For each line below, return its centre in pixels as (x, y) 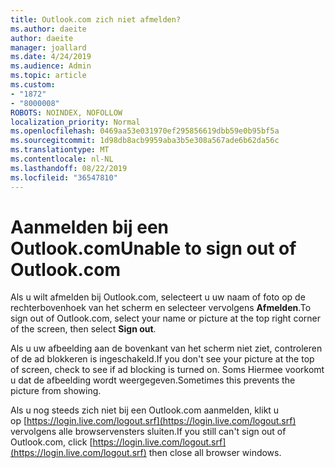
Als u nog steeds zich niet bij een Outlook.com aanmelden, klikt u (145, 410)
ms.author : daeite (48, 29)
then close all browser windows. (215, 453)
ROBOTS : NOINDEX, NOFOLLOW (66, 112)
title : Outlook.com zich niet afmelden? (96, 19)
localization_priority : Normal (75, 122)
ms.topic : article (48, 76)
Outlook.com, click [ (51, 442)
